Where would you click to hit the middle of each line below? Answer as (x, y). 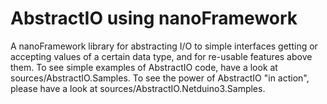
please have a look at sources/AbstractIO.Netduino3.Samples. (138, 88)
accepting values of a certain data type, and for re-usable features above (161, 56)
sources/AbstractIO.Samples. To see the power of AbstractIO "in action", (160, 78)
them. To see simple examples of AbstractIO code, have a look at (144, 67)
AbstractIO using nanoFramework (154, 18)
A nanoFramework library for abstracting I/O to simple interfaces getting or (164, 46)
